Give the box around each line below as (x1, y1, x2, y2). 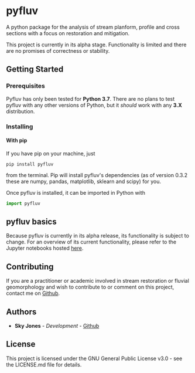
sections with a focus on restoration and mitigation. (6, 29, 130, 36)
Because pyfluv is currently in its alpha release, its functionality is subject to (6, 232, 189, 239)
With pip (6, 137, 28, 144)
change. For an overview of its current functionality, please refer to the (6, 239, 177, 246)
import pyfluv (6, 201, 41, 206)
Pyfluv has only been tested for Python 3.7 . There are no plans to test (6, 95, 175, 102)
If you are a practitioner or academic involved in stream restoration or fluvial (6, 277, 189, 284)
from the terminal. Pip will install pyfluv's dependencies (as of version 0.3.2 (6, 171, 188, 178)
